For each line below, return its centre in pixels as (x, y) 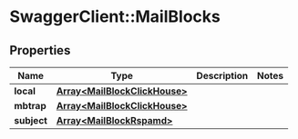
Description (222, 76)
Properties (40, 50)
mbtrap (31, 106)
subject (31, 120)
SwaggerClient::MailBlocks (115, 17)
